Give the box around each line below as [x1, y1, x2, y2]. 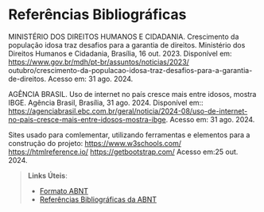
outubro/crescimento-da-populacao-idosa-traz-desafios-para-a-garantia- [8, 65, 253, 75]
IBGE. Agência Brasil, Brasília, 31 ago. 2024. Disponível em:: [8, 98, 204, 107]
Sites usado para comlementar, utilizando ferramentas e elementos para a [8, 129, 250, 140]
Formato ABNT [39, 186, 89, 195]
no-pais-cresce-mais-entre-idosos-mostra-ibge [8, 114, 166, 124]
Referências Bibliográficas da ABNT [39, 195, 157, 204]
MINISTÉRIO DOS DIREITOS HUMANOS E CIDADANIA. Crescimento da [8, 32, 239, 41]
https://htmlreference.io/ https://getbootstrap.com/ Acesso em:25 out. [8, 147, 239, 156]
